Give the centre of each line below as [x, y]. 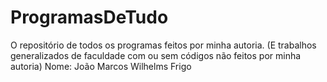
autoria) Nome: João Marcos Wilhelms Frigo [101, 66]
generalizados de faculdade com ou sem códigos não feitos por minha [156, 55]
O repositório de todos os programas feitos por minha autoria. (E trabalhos [163, 45]
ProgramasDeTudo [89, 17]
